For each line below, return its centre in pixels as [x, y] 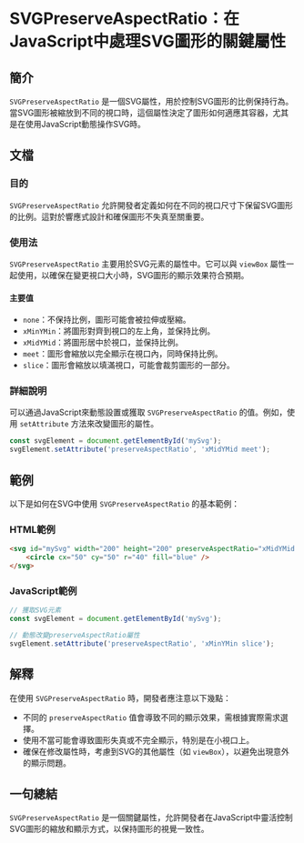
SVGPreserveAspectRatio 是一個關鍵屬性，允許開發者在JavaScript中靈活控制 [151, 818]
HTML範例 [33, 529]
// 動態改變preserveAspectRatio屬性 [75, 636]
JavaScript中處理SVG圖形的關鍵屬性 [148, 41]
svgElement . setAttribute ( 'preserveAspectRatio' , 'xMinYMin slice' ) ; [142, 643]
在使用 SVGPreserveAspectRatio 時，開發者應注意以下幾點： [121, 697]
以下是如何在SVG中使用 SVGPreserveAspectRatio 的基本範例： [124, 504]
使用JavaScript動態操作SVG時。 [85, 124]
